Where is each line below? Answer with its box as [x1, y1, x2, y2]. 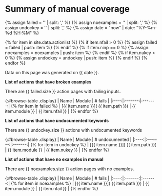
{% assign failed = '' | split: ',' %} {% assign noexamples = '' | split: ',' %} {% [5, 20, 158, 25]
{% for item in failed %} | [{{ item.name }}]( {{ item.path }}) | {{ [11, 103, 136, 109]
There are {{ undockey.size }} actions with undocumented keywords [5, 127, 142, 133]
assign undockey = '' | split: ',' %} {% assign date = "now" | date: [5, 24, 135, 30]
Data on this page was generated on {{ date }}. [5, 69, 99, 75]
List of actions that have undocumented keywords [5, 118, 109, 123]
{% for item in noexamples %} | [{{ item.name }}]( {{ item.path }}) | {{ [11, 180, 149, 186]
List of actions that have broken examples [5, 79, 92, 85]
